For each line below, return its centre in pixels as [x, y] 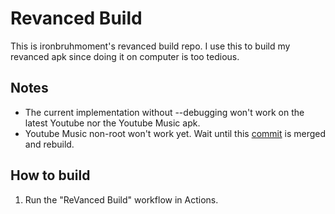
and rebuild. [49, 144]
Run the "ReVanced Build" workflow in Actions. [121, 199]
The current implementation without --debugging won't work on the [164, 112]
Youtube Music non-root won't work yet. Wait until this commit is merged [175, 133]
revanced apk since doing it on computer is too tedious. [125, 56]
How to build [50, 175]
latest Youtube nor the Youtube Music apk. [112, 123]
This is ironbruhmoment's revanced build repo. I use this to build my [150, 46]
